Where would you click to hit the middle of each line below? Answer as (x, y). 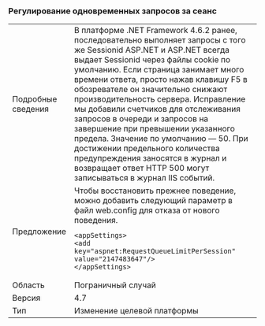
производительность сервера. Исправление (160, 99)
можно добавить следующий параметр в (153, 201)
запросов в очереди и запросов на (141, 119)
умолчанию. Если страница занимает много (159, 70)
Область (28, 285)
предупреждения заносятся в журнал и (150, 158)
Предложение (39, 232)
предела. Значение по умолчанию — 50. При (161, 139)
